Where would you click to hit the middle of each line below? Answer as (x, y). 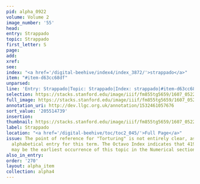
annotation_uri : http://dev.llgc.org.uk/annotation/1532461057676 (90, 105)
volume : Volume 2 (28, 17)
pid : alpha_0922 (26, 12)
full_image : (21, 100)
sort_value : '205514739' (37, 111)
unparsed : (18, 84)
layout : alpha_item (30, 166)
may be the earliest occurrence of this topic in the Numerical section (104, 150)
